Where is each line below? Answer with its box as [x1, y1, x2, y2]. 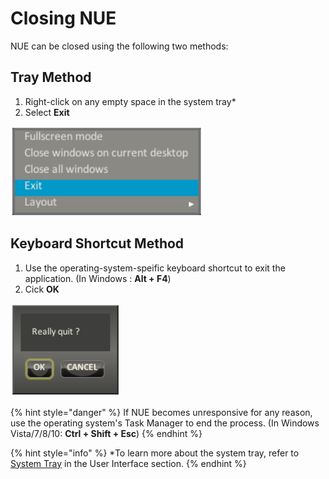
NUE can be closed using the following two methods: [10, 40, 229, 52]
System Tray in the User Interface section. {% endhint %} [10, 457, 247, 469]
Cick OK [24, 283, 60, 295]
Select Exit [24, 106, 70, 118]
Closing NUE [10, 7, 117, 30]
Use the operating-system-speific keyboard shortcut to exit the [24, 262, 286, 274]
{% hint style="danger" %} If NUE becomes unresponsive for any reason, [10, 406, 313, 418]
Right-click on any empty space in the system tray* [24, 95, 237, 107]
